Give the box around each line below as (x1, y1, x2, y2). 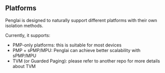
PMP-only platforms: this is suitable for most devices (12, 42, 122, 48)
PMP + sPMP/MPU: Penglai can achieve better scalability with (12, 47, 141, 53)
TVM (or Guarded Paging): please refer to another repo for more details (12, 57, 160, 64)
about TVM (12, 63, 36, 69)
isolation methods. (5, 22, 44, 28)
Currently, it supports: (5, 32, 51, 38)
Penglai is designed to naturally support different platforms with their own (5, 17, 157, 23)
